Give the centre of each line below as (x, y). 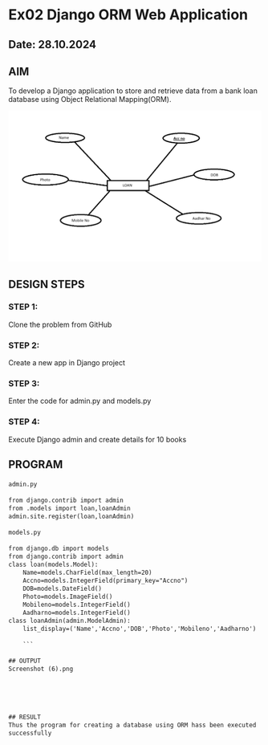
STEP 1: (23, 307)
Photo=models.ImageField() (68, 596)
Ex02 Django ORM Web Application (128, 15)
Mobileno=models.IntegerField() (77, 605)
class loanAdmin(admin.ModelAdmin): (69, 621)
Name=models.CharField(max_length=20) (87, 572)
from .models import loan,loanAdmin (69, 508)
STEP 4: (24, 421)
